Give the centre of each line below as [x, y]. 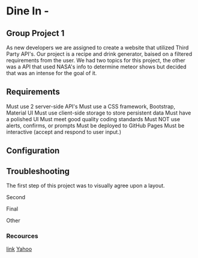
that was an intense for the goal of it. [52, 73]
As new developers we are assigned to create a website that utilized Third [97, 47]
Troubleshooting [38, 171]
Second [16, 197]
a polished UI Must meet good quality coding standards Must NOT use [93, 119]
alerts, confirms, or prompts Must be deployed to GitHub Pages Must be [95, 125]
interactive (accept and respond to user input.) [64, 132]
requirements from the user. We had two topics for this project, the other [96, 60]
